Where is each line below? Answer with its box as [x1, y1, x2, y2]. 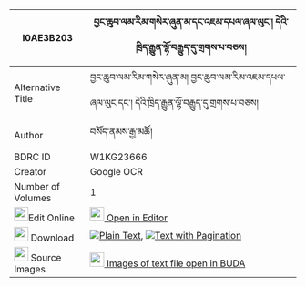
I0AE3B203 [22, 32, 73, 44]
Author [14, 128, 44, 141]
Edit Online [28, 211, 76, 224]
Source [30, 251, 62, 263]
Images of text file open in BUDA [106, 257, 246, 270]
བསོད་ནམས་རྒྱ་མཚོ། [89, 126, 153, 138]
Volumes [14, 191, 52, 204]
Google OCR [89, 166, 144, 178]
